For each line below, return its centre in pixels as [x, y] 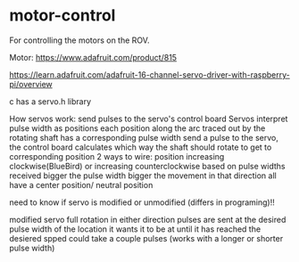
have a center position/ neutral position [81, 184]
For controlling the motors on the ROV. [79, 40]
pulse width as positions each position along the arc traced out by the [137, 128]
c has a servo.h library [50, 101]
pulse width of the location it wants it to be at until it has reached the [135, 229]
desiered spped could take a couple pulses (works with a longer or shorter [146, 238]
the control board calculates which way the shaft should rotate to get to [141, 147]
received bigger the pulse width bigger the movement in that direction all [143, 176]
